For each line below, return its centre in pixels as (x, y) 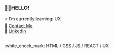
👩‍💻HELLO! (17, 8)
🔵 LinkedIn (15, 31)
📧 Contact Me (19, 26)
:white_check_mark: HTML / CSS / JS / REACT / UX (57, 46)
